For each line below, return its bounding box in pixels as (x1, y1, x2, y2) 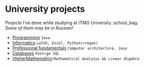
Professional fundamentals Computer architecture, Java (12, 45, 127, 51)
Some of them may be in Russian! (5, 25, 74, 31)
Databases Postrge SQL (12, 50, 60, 56)
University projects (5, 3, 85, 15)
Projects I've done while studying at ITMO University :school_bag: (5, 20, 139, 26)
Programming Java (12, 34, 50, 40)
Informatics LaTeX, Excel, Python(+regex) (12, 39, 98, 45)
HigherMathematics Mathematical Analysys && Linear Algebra (12, 55, 140, 61)
